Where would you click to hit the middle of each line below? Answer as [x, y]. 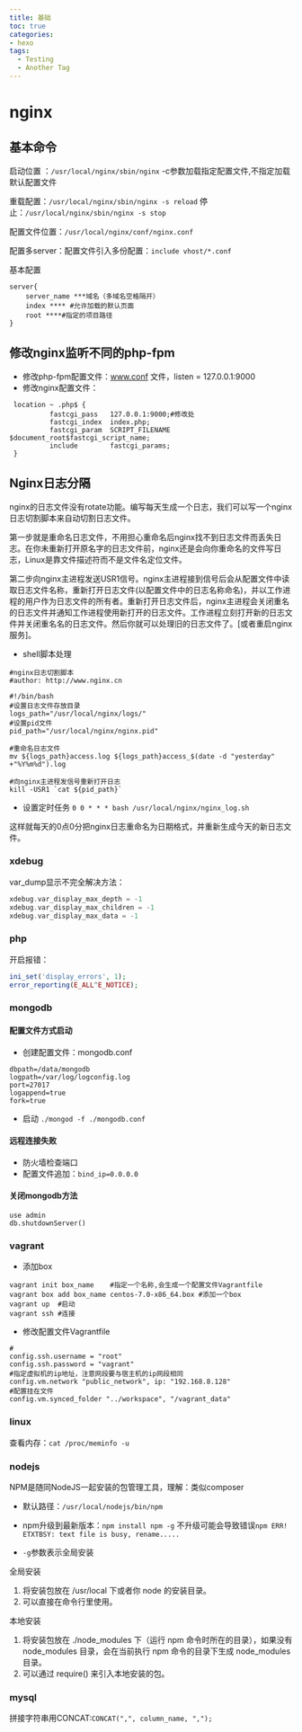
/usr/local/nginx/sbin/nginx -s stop [96, 213]
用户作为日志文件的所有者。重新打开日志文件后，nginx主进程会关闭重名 [157, 601]
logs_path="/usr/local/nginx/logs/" [78, 714]
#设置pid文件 [31, 723]
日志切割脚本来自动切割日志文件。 [72, 518]
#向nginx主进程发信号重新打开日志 [65, 782]
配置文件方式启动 [41, 1030]
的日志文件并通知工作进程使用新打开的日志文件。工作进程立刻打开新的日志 [147, 612]
